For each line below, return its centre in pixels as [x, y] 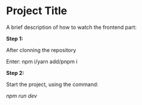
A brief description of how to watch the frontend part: [72, 27]
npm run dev [22, 96]
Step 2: [15, 73]
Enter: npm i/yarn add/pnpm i [42, 61]
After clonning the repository [41, 50]
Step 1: [15, 38]
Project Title [37, 11]
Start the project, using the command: [52, 84]
